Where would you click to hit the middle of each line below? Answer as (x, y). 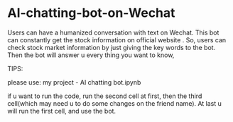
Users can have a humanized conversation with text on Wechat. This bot (113, 32)
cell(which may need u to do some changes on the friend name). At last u (115, 103)
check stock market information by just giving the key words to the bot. (112, 47)
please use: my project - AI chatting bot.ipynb (74, 82)
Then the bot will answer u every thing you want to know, (91, 55)
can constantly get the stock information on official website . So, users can (117, 39)
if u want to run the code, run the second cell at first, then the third (105, 96)
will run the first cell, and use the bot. (61, 111)
